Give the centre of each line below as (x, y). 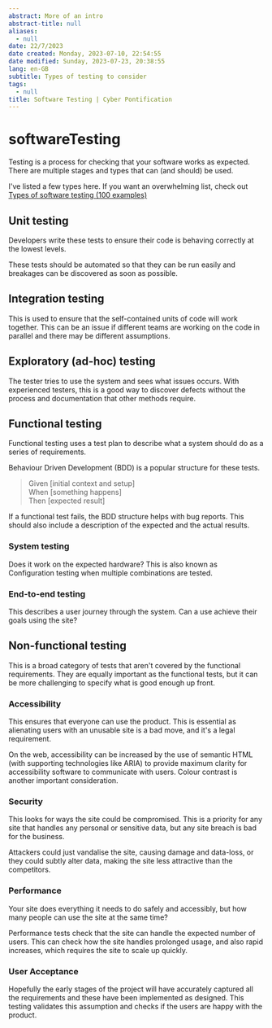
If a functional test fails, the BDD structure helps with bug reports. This (126, 517)
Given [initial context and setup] (82, 483)
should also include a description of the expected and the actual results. (129, 525)
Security (26, 802)
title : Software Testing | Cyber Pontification (91, 99)
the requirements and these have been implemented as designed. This (126, 998)
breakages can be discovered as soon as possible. (93, 273)
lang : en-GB (28, 69)
